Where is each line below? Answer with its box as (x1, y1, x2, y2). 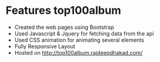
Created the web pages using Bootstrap (14, 23, 115, 31)
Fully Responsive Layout (14, 43, 76, 50)
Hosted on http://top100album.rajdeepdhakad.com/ (14, 49, 143, 56)
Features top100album (5, 4, 122, 17)
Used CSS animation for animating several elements (14, 36, 145, 43)
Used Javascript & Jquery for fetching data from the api (14, 29, 154, 37)
